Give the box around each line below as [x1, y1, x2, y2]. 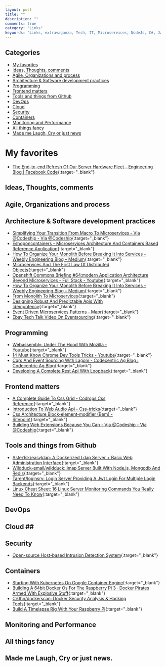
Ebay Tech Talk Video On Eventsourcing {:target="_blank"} [12, 314, 131, 320]
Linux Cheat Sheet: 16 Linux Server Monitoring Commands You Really [12, 486, 154, 492]
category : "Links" [5, 26, 43, 31]
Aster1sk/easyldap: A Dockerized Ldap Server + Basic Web [12, 454, 133, 460]
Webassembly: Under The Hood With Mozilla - [12, 342, 107, 348]
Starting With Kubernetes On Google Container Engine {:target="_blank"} [12, 580, 160, 586]
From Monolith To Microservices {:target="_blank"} [12, 293, 115, 299]
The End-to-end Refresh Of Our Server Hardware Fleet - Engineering [12, 164, 153, 170]
